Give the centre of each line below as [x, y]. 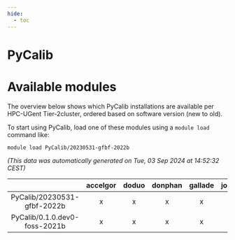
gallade [201, 185]
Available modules [62, 86]
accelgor [101, 185]
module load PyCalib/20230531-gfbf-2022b [69, 148]
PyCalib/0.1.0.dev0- [45, 217]
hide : [15, 14]
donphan [167, 185]
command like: [28, 134]
